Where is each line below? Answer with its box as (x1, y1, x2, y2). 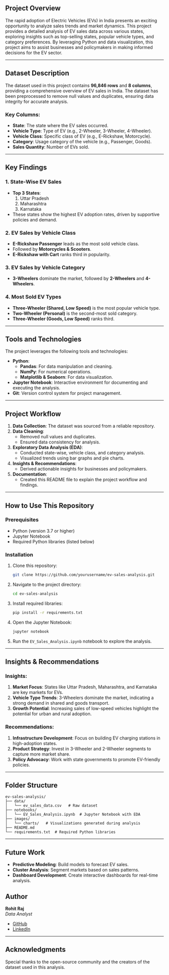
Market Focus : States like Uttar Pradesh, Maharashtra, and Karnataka (12, 684, 157, 690)
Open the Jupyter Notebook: (12, 619, 72, 625)
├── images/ (5, 817, 30, 822)
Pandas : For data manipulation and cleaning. (20, 363, 113, 370)
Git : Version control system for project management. (12, 390, 122, 396)
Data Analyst (5, 911, 33, 917)
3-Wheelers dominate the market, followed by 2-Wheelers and (12, 275, 144, 281)
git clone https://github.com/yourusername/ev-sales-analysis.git (12, 572, 155, 578)
